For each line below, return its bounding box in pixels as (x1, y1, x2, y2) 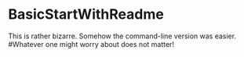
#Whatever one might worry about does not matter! (8, 39, 175, 48)
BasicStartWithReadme (8, 5, 165, 23)
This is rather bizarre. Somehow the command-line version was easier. (8, 31, 237, 41)
